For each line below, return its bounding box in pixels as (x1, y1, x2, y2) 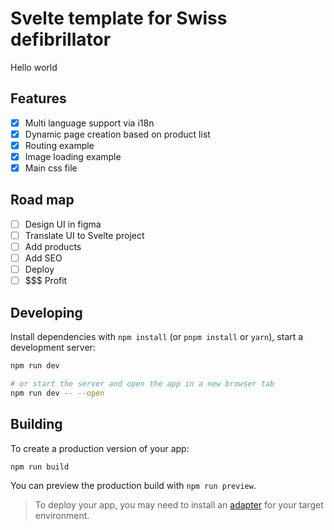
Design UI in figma (24, 218, 102, 230)
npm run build (10, 462, 70, 472)
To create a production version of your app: (10, 442, 190, 454)
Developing (10, 304, 83, 321)
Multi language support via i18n (24, 117, 155, 129)
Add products (24, 241, 82, 252)
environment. (34, 510, 90, 522)
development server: (10, 342, 96, 354)
